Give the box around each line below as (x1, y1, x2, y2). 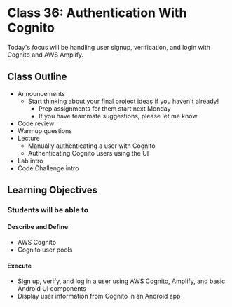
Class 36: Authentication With (7, 5, 187, 21)
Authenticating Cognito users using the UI (27, 149, 149, 157)
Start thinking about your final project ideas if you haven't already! (27, 97, 219, 105)
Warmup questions (17, 126, 72, 135)
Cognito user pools (17, 245, 73, 254)
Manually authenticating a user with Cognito (27, 142, 156, 150)
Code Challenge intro (17, 163, 79, 172)
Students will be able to (7, 205, 89, 215)
